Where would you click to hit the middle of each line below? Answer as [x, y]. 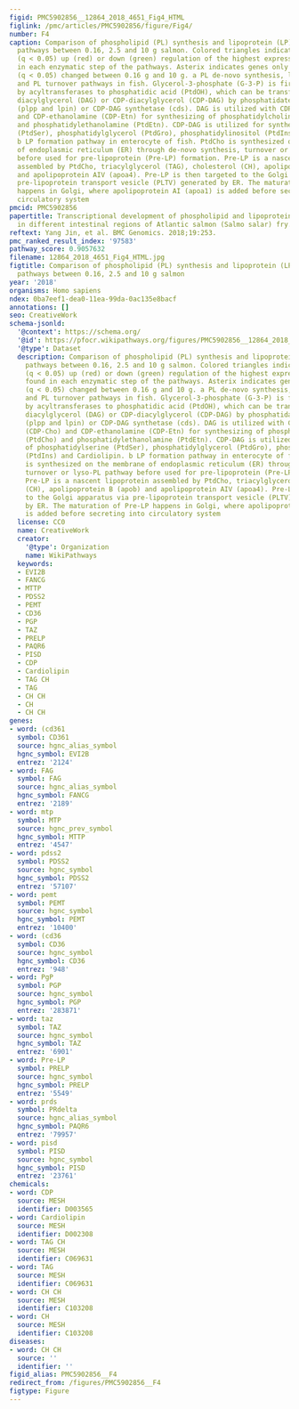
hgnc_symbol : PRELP [53, 1085]
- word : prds [33, 1101]
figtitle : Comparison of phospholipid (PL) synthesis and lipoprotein [143, 266]
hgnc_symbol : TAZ [49, 1044]
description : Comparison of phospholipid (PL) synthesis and [133, 357]
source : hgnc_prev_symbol [65, 829]
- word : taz [31, 1019]
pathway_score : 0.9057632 [57, 249]
